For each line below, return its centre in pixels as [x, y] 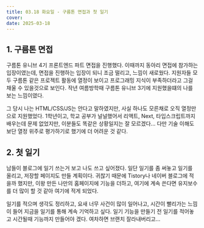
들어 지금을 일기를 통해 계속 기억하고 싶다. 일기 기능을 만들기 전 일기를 [95, 211]
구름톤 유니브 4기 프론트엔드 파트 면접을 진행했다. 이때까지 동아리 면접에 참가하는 [102, 65]
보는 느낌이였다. [25, 95]
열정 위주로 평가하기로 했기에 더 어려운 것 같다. [72, 131]
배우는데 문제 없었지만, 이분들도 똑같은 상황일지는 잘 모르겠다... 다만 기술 [92, 124]
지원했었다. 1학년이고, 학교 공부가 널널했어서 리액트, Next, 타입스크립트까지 [107, 116]
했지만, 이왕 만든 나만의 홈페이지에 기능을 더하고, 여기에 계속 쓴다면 [97, 183]
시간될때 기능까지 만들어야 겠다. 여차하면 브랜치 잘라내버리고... [86, 219]
